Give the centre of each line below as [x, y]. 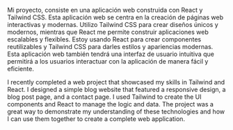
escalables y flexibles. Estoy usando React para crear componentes [104, 39]
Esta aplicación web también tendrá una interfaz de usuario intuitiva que [111, 54]
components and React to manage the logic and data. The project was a [111, 104]
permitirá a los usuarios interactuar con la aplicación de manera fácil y [108, 61]
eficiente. [21, 69]
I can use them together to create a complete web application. [96, 119]
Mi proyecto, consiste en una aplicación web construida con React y [105, 10]
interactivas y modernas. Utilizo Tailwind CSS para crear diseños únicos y [113, 25]
